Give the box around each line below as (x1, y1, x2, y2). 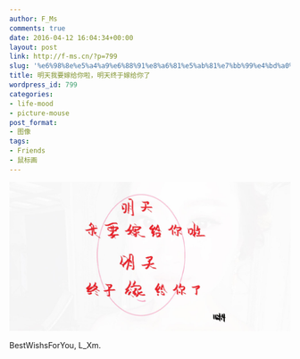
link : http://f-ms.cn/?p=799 (9, 52, 118, 62)
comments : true (9, 23, 66, 33)
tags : (9, 137, 29, 146)
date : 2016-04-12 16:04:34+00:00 (9, 33, 134, 42)
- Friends (9, 146, 46, 155)
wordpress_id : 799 (9, 80, 78, 89)
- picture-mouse (9, 108, 70, 118)
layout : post (9, 43, 58, 52)
